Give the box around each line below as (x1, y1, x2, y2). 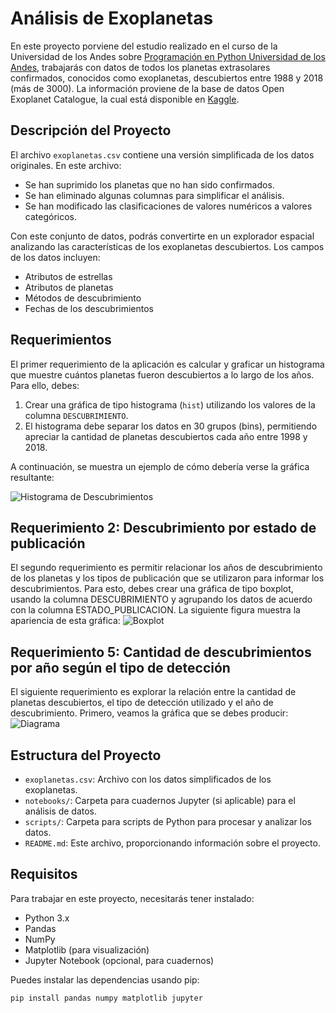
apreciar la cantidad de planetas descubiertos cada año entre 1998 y (24, 430, 308, 442)
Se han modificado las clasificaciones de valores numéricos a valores (24, 200, 313, 212)
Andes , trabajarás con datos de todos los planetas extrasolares (10, 61, 271, 73)
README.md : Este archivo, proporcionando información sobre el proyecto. (24, 837, 321, 849)
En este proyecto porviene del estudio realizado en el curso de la (10, 40, 278, 52)
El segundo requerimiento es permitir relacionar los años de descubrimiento (10, 562, 323, 574)
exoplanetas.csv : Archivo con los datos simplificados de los (24, 773, 272, 785)
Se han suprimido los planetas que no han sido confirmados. (24, 178, 275, 191)
